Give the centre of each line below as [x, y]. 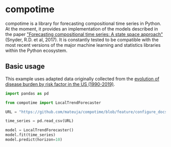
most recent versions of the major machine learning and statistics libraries [83, 45]
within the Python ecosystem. [36, 50]
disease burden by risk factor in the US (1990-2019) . [60, 84]
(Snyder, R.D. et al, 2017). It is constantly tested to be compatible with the [82, 40]
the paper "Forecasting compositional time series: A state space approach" [84, 34]
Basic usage [25, 66]
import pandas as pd [27, 93]
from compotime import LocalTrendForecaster [53, 103]
